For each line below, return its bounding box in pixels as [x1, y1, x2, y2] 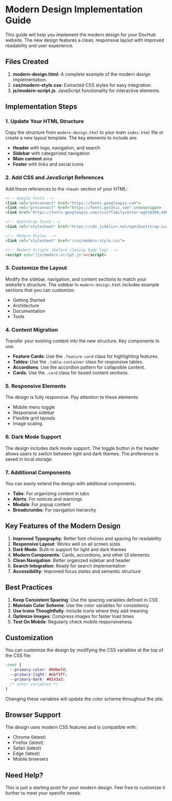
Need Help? [5, 771, 44, 779]
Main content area [12, 156, 53, 162]
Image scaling [12, 421, 42, 427]
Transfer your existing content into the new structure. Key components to [5, 338, 160, 344]
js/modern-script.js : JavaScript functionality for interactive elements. [12, 87, 160, 94]
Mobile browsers [12, 756, 49, 762]
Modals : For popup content [12, 501, 71, 507]
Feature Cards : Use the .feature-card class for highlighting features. [12, 353, 159, 359]
